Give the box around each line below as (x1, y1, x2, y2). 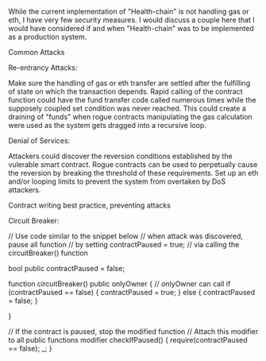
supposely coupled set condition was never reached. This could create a (8, 103, 246, 113)
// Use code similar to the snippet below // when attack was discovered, (8, 231, 244, 241)
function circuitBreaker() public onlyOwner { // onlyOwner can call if (8, 279, 231, 289)
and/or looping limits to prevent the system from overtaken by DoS (8, 177, 226, 186)
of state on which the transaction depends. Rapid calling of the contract (8, 87, 244, 96)
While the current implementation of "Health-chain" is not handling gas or (8, 7, 249, 16)
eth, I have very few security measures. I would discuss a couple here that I (8, 15, 256, 25)
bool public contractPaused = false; (8, 264, 125, 273)
